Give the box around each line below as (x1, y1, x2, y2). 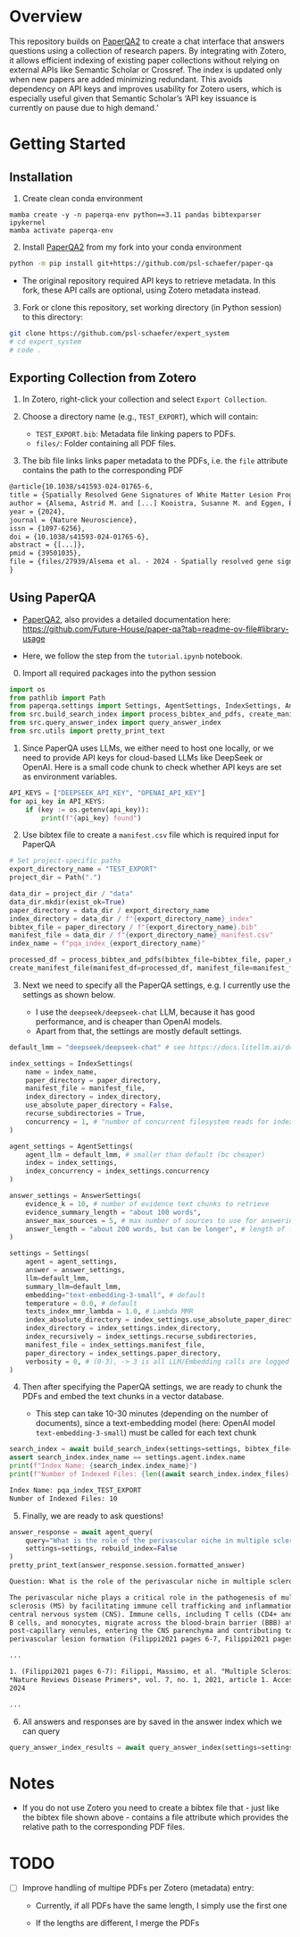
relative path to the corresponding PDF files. (21, 1822, 186, 1832)
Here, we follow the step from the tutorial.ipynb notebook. (21, 650, 244, 661)
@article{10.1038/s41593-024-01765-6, (9, 482, 154, 491)
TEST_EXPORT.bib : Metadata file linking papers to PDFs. (35, 429, 237, 439)
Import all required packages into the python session (21, 667, 217, 678)
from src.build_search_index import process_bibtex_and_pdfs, (9, 709, 246, 719)
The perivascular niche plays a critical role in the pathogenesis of (9, 1593, 278, 1602)
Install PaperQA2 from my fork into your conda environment (21, 242, 242, 252)
